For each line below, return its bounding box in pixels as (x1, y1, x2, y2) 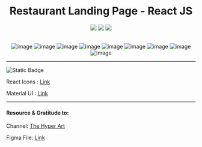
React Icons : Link (6, 78, 50, 85)
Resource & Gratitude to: (6, 109, 69, 116)
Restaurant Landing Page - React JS (9, 4, 193, 18)
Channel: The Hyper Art (6, 122, 65, 130)
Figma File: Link (6, 134, 45, 142)
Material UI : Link (6, 89, 48, 97)
